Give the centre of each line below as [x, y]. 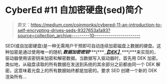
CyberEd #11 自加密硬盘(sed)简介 [74, 10]
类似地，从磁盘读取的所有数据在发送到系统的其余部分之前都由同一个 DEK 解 [83, 64]
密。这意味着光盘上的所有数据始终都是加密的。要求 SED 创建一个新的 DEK [81, 70]
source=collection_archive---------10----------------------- [79, 36]
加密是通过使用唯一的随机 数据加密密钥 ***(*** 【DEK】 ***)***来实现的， [84, 52]
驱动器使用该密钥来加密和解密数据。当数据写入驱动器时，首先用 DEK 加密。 [83, 58]
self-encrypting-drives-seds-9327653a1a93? [64, 30]
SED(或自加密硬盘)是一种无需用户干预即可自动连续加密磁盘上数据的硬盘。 [81, 45]
